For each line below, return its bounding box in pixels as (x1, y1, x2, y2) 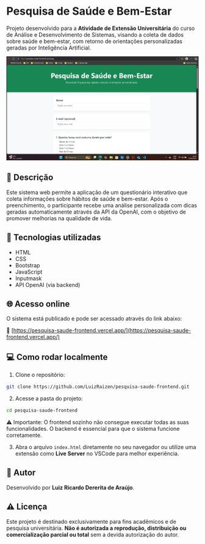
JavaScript (15, 268, 43, 275)
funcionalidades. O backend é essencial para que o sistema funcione (6, 425, 180, 432)
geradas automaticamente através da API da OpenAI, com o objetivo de (6, 208, 186, 215)
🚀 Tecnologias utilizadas (6, 233, 101, 243)
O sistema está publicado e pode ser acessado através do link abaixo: (6, 315, 182, 322)
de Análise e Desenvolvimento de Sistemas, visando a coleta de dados (6, 31, 184, 38)
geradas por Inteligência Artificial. (6, 44, 92, 51)
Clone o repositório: (15, 371, 65, 379)
